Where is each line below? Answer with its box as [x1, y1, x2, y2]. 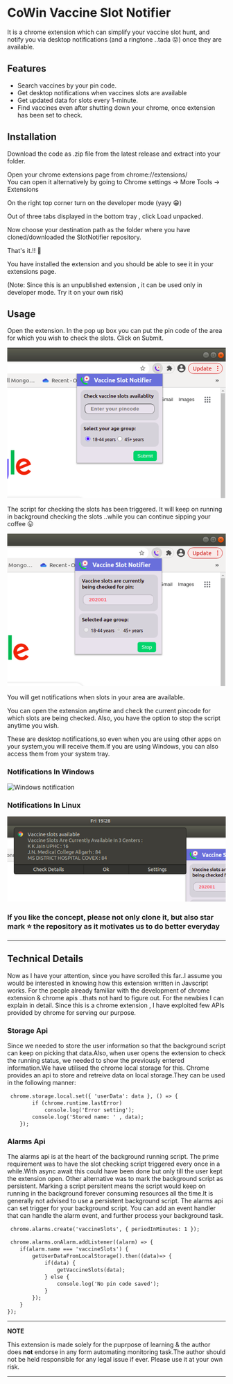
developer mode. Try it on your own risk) [7, 288, 123, 296]
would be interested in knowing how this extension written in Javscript [7, 979, 209, 987]
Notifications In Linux [7, 800, 81, 810]
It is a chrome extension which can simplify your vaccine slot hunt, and [7, 28, 210, 36]
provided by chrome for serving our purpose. [7, 1008, 137, 1016]
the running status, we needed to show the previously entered [7, 1057, 185, 1064]
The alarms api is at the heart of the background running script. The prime [7, 1153, 220, 1161]
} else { [44, 1273, 70, 1280]
